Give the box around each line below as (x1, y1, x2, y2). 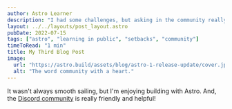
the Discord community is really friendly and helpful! (7, 94, 157, 102)
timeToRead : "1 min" (7, 42, 67, 49)
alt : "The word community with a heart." (13, 68, 135, 75)
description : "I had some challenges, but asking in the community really (7, 17, 227, 23)
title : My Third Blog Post (7, 49, 85, 56)
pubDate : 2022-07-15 (7, 29, 67, 37)
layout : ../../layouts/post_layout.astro (7, 23, 128, 30)
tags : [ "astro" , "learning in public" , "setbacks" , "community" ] (7, 36, 200, 43)
